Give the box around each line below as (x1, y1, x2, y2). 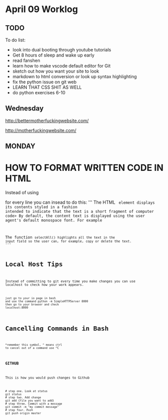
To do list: (5, 37, 26, 43)
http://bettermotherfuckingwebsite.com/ (5, 117, 89, 124)
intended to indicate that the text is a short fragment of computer (5, 209, 154, 214)
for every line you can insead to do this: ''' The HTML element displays (5, 199, 155, 205)
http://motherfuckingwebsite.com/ (5, 127, 76, 133)
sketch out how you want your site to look (12, 68, 100, 74)
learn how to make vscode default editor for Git (12, 63, 111, 69)
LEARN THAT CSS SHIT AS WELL (12, 84, 82, 90)
